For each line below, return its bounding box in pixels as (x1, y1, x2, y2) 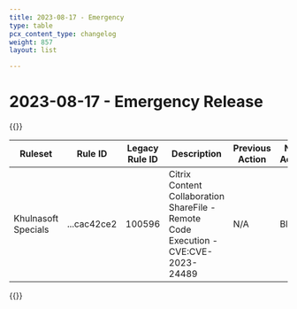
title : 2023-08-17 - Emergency (9, 12, 125, 22)
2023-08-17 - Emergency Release (9, 92, 263, 112)
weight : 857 (9, 37, 53, 47)
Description (171, 148, 223, 160)
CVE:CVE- (168, 245, 214, 258)
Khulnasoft (13, 212, 59, 225)
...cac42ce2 (66, 218, 118, 230)
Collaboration (168, 190, 225, 203)
